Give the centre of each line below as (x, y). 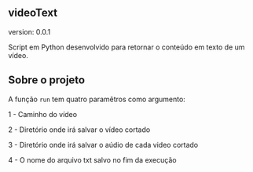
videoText (33, 13)
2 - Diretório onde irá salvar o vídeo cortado (79, 130)
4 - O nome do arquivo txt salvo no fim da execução (92, 159)
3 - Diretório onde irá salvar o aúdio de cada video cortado (103, 145)
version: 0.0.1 (29, 31)
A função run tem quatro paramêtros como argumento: (97, 99)
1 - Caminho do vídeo (42, 114)
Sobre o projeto (46, 81)
